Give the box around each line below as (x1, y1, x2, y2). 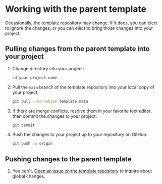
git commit (12, 123, 35, 128)
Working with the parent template (5, 3, 147, 15)
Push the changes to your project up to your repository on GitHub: (12, 132, 148, 138)
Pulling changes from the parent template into (5, 45, 150, 53)
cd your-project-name (12, 75, 57, 80)
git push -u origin (12, 141, 53, 146)
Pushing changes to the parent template (5, 155, 132, 163)
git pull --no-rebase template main (12, 99, 88, 104)
